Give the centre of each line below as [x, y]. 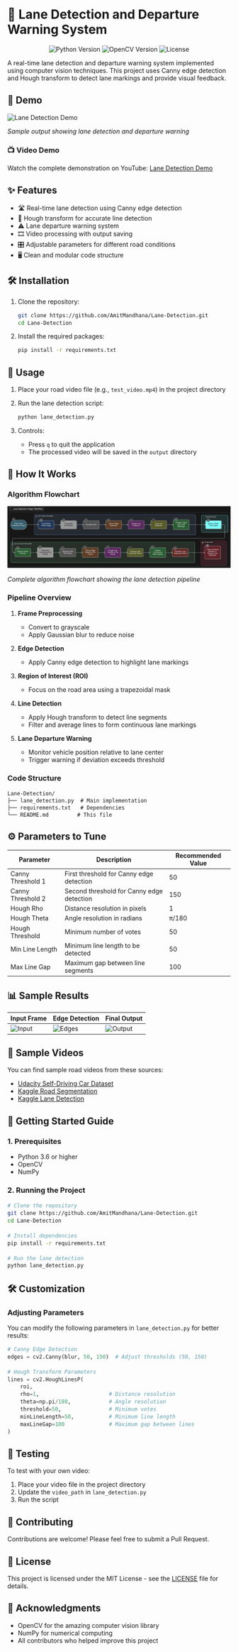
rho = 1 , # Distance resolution [98, 1394]
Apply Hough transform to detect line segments [98, 717]
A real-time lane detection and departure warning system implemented [111, 62]
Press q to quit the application [72, 444]
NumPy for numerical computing [65, 1633]
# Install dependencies [42, 1235]
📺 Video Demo [34, 150]
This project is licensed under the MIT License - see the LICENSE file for [113, 1578]
